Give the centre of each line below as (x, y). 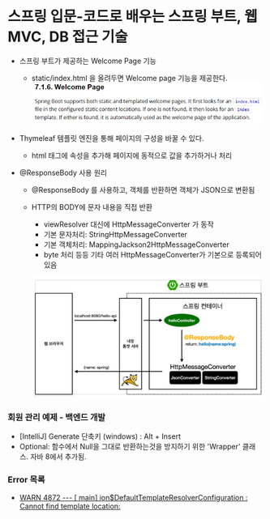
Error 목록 (26, 480)
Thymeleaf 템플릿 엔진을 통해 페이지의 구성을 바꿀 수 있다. (111, 138)
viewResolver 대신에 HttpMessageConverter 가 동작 (129, 224)
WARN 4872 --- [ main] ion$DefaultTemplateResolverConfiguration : (133, 498)
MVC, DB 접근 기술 (68, 37)
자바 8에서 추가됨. (58, 457)
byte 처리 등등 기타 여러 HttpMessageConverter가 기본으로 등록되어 (153, 255)
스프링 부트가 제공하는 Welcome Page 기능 (88, 61)
